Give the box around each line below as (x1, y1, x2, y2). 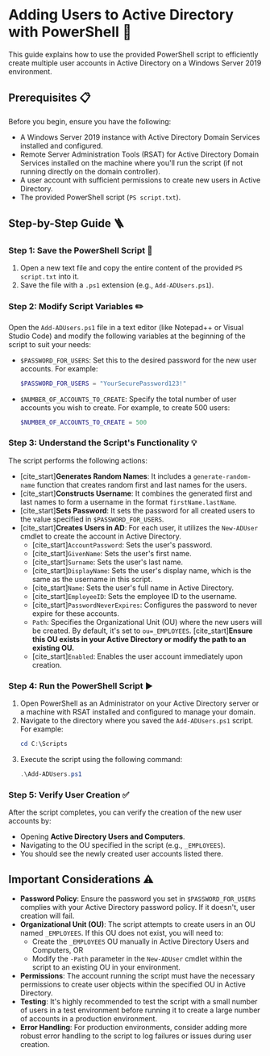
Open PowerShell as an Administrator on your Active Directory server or (19, 698, 260, 708)
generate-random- (193, 472, 251, 481)
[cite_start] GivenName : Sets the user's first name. (31, 548, 192, 558)
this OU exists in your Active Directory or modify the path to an (31, 634, 247, 643)
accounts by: (8, 816, 52, 826)
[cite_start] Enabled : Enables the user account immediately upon (31, 652, 243, 661)
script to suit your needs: (8, 339, 91, 349)
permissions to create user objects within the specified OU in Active (19, 979, 246, 989)
